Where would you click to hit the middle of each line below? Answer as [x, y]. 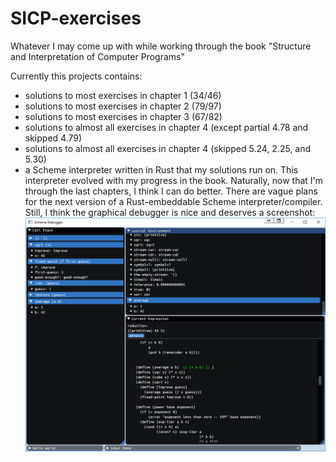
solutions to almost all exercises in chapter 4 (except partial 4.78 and [166, 127]
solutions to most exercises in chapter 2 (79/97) [123, 106]
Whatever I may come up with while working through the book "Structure [161, 46]
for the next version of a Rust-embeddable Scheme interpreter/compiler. [173, 201]
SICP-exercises [76, 18]
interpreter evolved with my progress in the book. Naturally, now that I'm [174, 180]
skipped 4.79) [53, 138]
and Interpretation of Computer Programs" [97, 56]
